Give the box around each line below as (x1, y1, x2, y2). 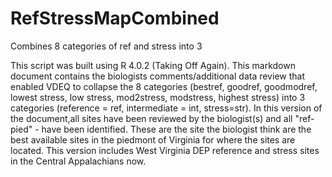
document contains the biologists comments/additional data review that (10, 70, 305, 82)
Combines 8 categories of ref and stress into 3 (10, 40, 203, 52)
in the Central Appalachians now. (10, 155, 147, 167)
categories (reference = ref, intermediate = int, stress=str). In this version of (10, 102, 323, 114)
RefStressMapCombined (10, 7, 220, 30)
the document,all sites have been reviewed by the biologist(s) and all (10, 112, 293, 124)
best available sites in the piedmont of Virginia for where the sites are (10, 133, 296, 146)
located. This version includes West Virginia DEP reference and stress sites (10, 144, 320, 156)
